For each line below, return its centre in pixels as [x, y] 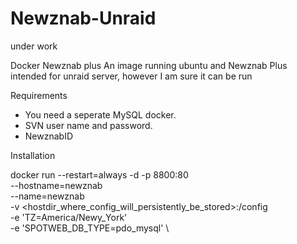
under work [34, 46]
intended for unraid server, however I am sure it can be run [131, 76]
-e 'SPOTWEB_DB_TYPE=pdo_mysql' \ [90, 228]
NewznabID [49, 136]
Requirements [39, 95]
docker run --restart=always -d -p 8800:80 [99, 174]
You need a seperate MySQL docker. [100, 114]
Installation [33, 155]
